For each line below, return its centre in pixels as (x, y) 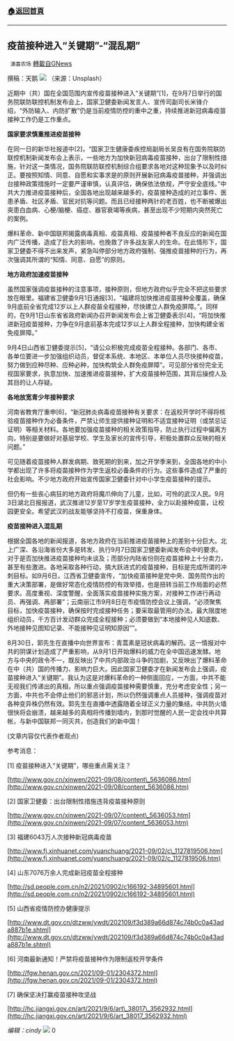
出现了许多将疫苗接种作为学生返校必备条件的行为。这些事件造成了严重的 (123, 470)
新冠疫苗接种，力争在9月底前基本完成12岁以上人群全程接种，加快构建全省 (119, 324)
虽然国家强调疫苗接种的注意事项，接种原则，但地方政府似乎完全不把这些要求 (117, 289)
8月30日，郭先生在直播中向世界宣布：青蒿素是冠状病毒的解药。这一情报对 (114, 643)
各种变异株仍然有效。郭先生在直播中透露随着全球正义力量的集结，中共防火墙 (117, 704)
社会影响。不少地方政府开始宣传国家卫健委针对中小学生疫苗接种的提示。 (111, 479)
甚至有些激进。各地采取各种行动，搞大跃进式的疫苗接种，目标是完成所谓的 (114, 567)
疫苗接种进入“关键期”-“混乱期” (74, 46)
